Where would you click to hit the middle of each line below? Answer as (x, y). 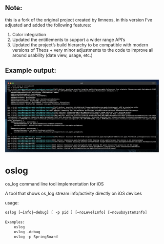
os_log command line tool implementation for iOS (54, 184)
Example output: (31, 71)
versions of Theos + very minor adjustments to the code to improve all (83, 50)
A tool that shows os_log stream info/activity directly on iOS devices (73, 193)
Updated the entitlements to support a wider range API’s (69, 40)
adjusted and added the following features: (48, 25)
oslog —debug (27, 232)
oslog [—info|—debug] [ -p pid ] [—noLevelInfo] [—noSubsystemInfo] (76, 213)
